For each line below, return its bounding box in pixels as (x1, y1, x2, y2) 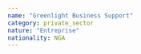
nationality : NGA (7, 33, 66, 42)
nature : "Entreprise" (7, 26, 80, 34)
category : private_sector (7, 19, 94, 27)
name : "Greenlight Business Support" (7, 11, 134, 20)
